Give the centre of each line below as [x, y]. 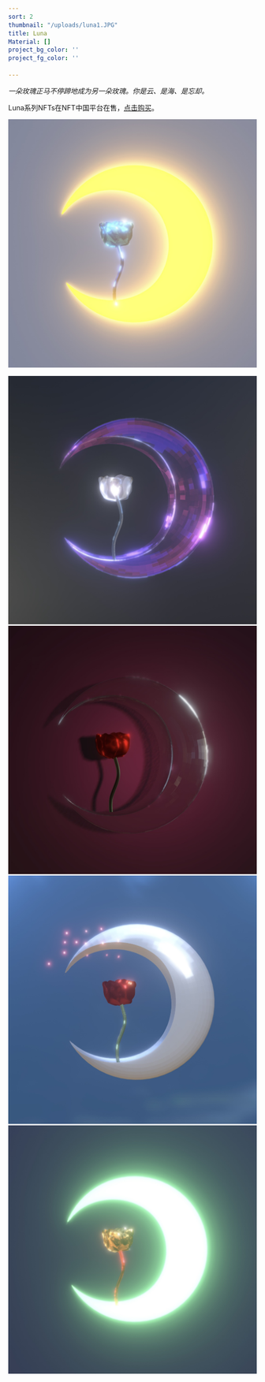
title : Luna [28, 33]
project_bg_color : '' [44, 50]
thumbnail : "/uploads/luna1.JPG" [63, 25]
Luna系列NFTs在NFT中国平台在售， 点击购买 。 [84, 107]
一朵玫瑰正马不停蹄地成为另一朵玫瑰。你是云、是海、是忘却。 [108, 91]
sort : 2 [21, 17]
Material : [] [30, 42]
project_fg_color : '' [44, 58]
